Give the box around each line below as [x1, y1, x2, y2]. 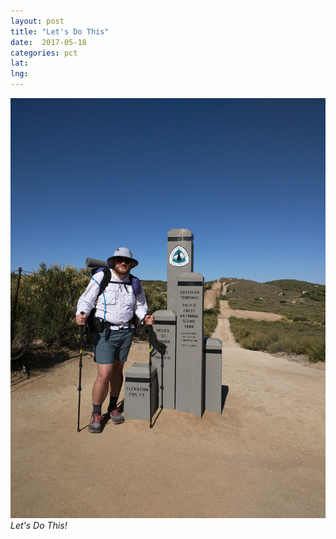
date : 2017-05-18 [10, 37, 87, 47]
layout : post [10, 16, 65, 26]
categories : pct [10, 48, 78, 58]
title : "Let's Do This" [10, 26, 110, 37]
